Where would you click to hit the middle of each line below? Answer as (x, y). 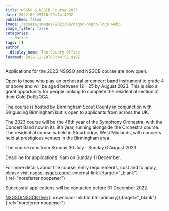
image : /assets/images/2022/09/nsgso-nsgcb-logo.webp (63, 24)
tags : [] (14, 43)
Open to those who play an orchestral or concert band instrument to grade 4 (85, 81)
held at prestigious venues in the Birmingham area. (58, 138)
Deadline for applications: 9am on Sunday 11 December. (63, 157)
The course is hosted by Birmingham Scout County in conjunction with (79, 107)
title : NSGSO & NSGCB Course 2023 (42, 10)
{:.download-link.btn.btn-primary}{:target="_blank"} (103, 198)
